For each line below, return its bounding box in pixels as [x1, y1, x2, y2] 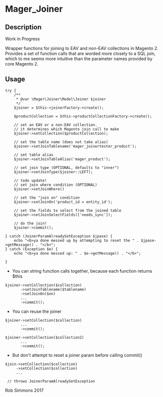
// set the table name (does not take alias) [14, 140, 109, 144]
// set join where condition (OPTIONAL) [14, 182, 97, 187]
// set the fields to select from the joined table [14, 208, 121, 213]
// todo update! [14, 178, 47, 183]
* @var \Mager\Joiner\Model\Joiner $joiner [16, 96, 106, 101]
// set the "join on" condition [14, 195, 80, 200]
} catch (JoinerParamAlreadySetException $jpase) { [5, 234, 113, 238]
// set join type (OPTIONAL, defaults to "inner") [14, 165, 119, 170]
